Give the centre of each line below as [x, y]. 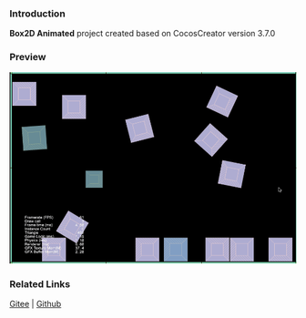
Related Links [40, 283]
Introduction [37, 14]
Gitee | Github [36, 303]
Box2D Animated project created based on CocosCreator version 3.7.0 [143, 34]
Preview [28, 57]
